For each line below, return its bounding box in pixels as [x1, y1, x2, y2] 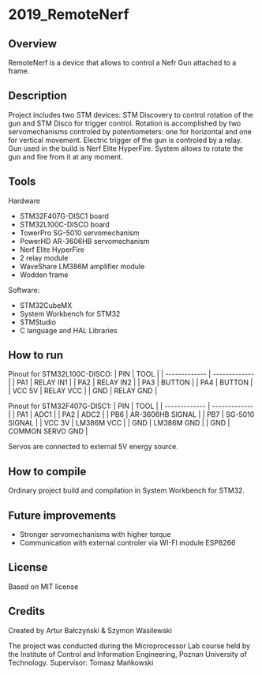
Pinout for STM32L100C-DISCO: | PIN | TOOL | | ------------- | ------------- [8, 369, 255, 379]
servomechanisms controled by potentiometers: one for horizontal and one [8, 126, 253, 136]
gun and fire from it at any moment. [8, 152, 124, 161]
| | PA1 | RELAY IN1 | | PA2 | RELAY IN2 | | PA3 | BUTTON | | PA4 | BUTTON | [8, 377, 253, 388]
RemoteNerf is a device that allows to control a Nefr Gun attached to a [8, 58, 237, 67]
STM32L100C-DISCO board [19, 219, 110, 229]
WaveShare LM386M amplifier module [19, 261, 145, 271]
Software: [8, 285, 40, 294]
